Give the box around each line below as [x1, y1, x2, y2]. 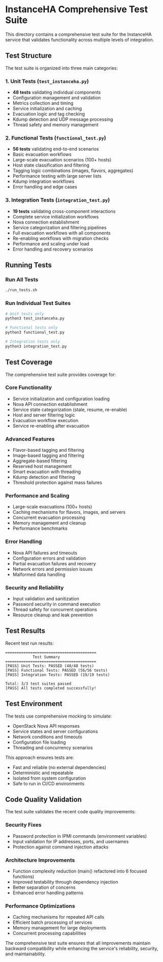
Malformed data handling [12, 571, 66, 578]
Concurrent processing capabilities [12, 930, 86, 937]
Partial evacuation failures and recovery [12, 560, 96, 566]
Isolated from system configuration [12, 775, 86, 781]
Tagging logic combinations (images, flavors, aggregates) [12, 168, 134, 174]
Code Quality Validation [5, 795, 82, 804]
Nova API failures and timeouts [12, 549, 78, 556]
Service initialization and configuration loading [12, 396, 110, 402]
